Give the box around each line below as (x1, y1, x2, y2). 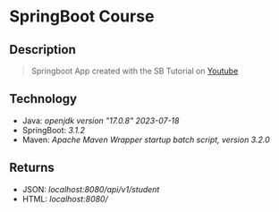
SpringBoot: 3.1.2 (21, 124, 85, 135)
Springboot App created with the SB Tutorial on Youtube (30, 65, 239, 76)
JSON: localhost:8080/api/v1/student (21, 183, 160, 194)
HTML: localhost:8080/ (21, 193, 109, 204)
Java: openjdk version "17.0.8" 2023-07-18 (21, 114, 180, 126)
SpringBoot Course (9, 6, 155, 27)
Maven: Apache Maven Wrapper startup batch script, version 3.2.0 (21, 134, 270, 145)
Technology (9, 91, 78, 106)
